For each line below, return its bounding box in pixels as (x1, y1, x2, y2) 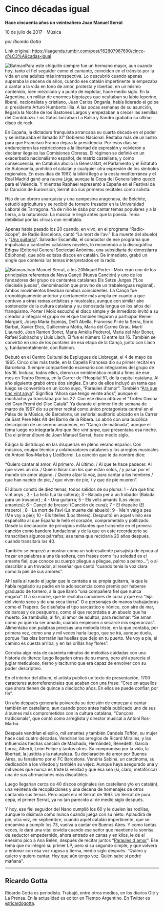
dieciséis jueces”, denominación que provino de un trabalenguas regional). (5, 282, 155, 288)
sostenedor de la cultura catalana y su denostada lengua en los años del (5, 303, 151, 309)
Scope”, (5, 231, 21, 237)
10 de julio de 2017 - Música (5, 29, 61, 35)
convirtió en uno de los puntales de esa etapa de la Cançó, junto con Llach (5, 339, 155, 345)
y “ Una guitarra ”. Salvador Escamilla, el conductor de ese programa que (5, 236, 150, 242)
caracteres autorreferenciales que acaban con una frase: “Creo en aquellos (5, 680, 157, 686)
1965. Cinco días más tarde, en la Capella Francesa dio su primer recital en (5, 359, 155, 365)
